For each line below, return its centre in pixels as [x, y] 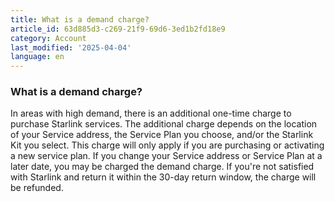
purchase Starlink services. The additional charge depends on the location [164, 124]
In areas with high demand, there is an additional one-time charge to [151, 113]
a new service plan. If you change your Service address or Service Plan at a [166, 156]
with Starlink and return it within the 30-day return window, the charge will [163, 177]
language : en [37, 57]
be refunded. [37, 188]
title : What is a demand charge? [80, 19]
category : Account [48, 38]
